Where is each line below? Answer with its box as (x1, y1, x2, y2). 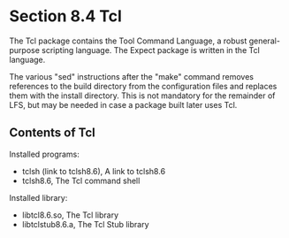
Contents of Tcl (9, 126, 95, 141)
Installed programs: (9, 149, 80, 159)
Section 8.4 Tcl (9, 6, 122, 27)
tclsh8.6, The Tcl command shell (21, 175, 141, 186)
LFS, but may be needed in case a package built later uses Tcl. (9, 99, 238, 110)
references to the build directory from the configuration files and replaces (9, 81, 278, 91)
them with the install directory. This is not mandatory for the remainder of (9, 90, 276, 101)
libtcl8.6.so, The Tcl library (21, 210, 119, 220)
